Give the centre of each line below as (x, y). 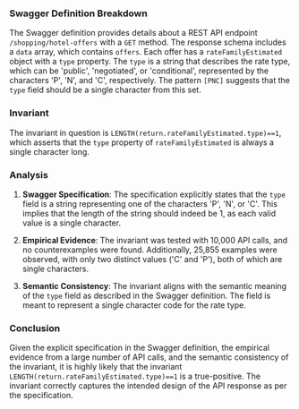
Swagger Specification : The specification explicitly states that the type (154, 194)
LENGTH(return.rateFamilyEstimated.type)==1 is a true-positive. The (135, 376)
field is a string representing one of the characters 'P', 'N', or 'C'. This (149, 203)
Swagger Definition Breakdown (78, 13)
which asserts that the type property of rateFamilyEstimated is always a (142, 142)
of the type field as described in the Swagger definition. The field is (146, 295)
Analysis (29, 175)
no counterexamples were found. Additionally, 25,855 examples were (149, 250)
